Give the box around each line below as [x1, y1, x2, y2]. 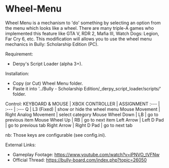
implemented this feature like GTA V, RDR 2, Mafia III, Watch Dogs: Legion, [5, 30, 159, 36]
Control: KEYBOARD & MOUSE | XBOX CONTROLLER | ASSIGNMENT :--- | [5, 100, 160, 106]
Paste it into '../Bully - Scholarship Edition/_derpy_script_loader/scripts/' [12, 85, 161, 91]
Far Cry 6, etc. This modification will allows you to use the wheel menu [5, 36, 152, 42]
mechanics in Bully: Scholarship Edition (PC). [5, 41, 99, 47]
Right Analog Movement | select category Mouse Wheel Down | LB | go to [5, 111, 159, 118]
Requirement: [5, 51, 33, 57]
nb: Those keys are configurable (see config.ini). [5, 132, 106, 138]
